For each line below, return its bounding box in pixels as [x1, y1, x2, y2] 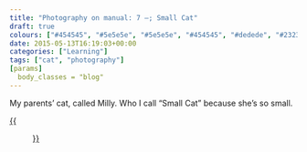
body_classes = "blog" [17, 73, 104, 82]
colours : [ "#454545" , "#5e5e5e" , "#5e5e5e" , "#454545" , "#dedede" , [9, 30, 272, 39]
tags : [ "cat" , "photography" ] [9, 56, 125, 65]
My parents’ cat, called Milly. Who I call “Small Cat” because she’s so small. [9, 97, 293, 108]
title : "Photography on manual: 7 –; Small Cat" [9, 13, 198, 23]
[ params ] [9, 65, 43, 74]
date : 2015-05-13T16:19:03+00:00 [9, 38, 137, 48]
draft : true [9, 22, 55, 31]
